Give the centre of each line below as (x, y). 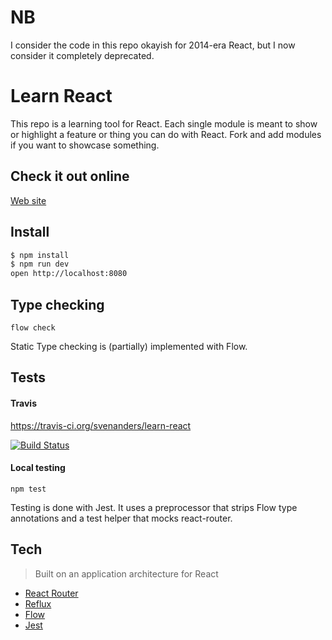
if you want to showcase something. (85, 145)
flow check (33, 327)
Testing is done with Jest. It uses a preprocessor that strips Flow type (154, 507)
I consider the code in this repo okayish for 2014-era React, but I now (153, 45)
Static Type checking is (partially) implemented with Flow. (129, 346)
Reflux (38, 603)
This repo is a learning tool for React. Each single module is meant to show (164, 123)
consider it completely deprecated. (82, 55)
